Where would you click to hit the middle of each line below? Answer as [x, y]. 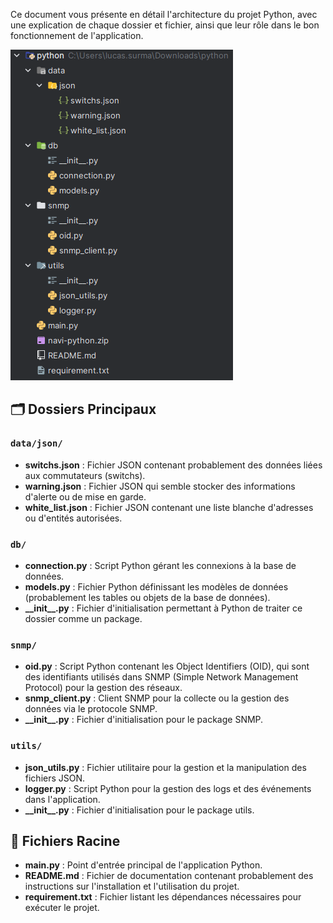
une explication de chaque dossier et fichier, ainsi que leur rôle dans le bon [165, 25]
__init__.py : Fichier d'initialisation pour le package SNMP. [144, 720]
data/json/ [36, 443]
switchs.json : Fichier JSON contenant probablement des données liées [173, 465]
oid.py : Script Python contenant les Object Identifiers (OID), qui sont [167, 666]
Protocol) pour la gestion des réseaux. [103, 688]
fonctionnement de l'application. [77, 35]
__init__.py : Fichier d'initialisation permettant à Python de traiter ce [163, 608]
